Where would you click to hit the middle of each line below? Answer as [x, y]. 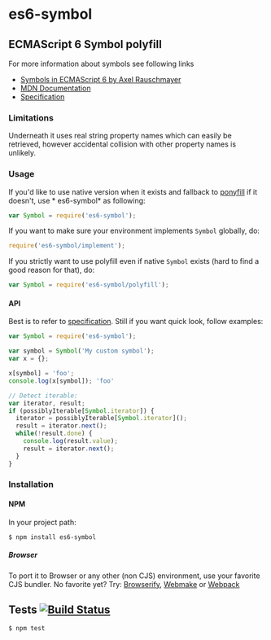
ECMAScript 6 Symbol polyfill [85, 44]
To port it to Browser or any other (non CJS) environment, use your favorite [134, 576]
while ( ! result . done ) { [54, 434]
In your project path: [42, 522]
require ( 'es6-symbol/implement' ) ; [67, 246]
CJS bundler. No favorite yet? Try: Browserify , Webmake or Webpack [124, 584]
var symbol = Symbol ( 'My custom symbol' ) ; [81, 351]
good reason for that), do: [52, 270]
